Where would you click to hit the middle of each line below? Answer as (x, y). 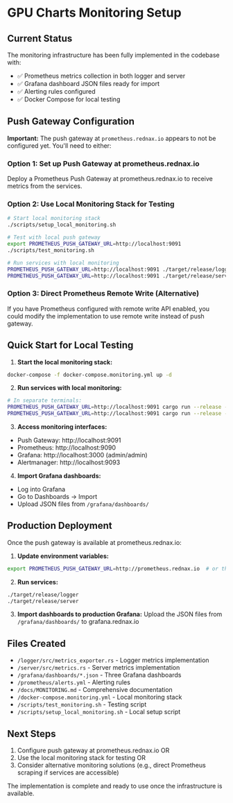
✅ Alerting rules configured (56, 91)
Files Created (36, 643)
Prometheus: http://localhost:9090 (67, 448)
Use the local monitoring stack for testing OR (81, 758)
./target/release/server (43, 601)
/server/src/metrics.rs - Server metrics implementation (98, 668)
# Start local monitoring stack (54, 219)
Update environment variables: (63, 556)
